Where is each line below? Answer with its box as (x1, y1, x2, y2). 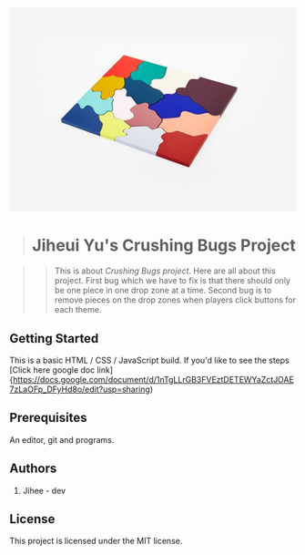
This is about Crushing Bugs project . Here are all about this (54, 265, 276, 276)
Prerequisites (9, 410, 87, 426)
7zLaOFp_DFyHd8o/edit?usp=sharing (9, 384, 150, 395)
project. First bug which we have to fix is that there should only (54, 275, 291, 286)
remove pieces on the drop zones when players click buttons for (54, 294, 297, 305)
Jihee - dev (22, 485, 66, 496)
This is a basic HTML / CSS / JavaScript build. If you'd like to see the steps (9, 355, 290, 365)
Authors (9, 461, 57, 477)
